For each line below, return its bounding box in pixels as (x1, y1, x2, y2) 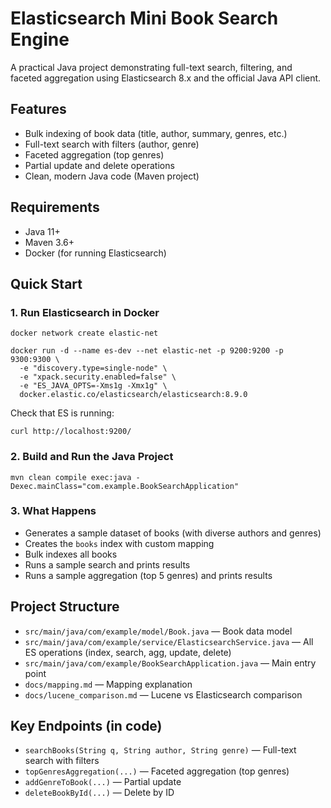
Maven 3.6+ (24, 236, 75, 248)
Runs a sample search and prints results (24, 558, 191, 571)
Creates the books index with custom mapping (24, 537, 215, 549)
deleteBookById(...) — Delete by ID (24, 787, 175, 799)
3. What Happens (10, 504, 97, 518)
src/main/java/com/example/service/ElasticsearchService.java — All (24, 635, 314, 647)
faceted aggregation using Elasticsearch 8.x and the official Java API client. (10, 72, 322, 84)
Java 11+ (24, 225, 61, 237)
